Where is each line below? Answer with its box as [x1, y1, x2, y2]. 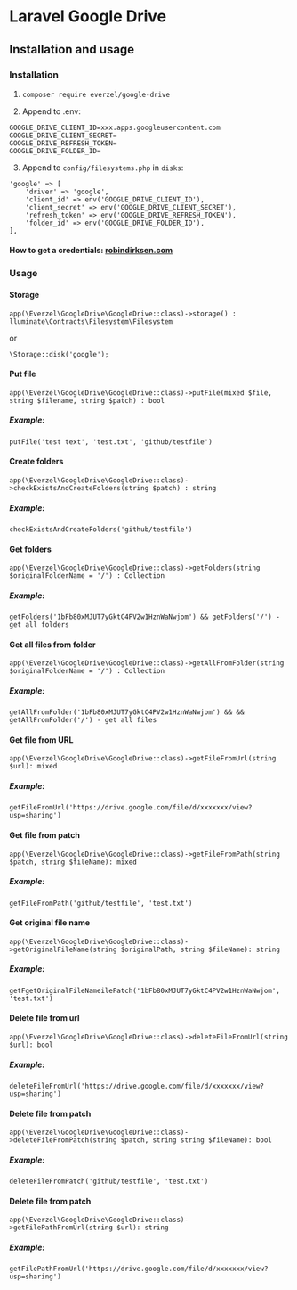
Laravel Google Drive [9, 6, 167, 27]
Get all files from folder [9, 639, 96, 650]
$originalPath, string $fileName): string [120, 945, 280, 954]
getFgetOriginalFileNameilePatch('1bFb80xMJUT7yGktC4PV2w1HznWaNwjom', [9, 986, 280, 995]
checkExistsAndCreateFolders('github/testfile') [9, 524, 193, 534]
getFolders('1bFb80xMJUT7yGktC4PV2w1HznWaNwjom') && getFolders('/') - [9, 612, 280, 621]
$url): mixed [9, 762, 58, 771]
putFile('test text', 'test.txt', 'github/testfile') [9, 437, 213, 447]
